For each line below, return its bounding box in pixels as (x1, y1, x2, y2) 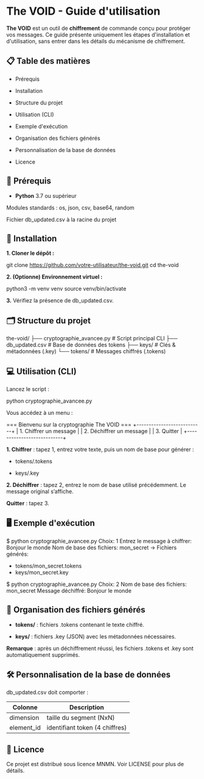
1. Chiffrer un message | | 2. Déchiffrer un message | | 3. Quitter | (19, 428, 183, 434)
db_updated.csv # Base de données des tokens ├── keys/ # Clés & (6, 341, 176, 349)
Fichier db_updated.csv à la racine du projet (6, 216, 117, 223)
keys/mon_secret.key (15, 568, 69, 576)
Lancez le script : (6, 386, 50, 392)
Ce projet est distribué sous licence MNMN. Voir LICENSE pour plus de (6, 761, 185, 768)
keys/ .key (15, 469, 40, 477)
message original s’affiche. (6, 488, 74, 495)
